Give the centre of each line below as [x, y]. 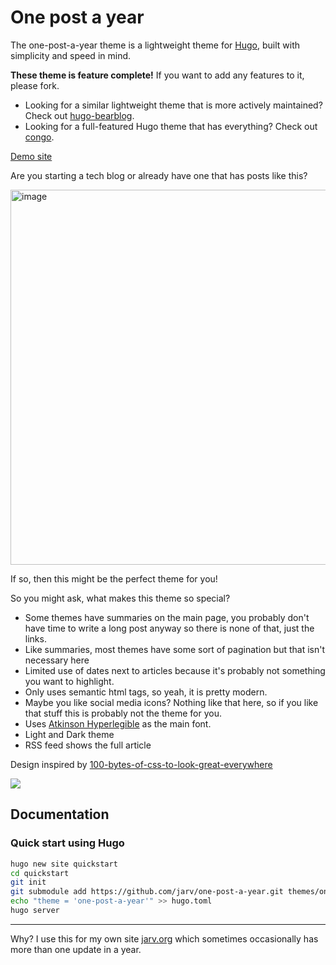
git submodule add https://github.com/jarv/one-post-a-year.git [147, 892]
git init [28, 882]
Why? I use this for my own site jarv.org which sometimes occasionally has [164, 938]
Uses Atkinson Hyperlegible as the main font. [118, 723]
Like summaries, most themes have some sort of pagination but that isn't [175, 649]
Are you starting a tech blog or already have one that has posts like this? [159, 175]
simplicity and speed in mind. [71, 55]
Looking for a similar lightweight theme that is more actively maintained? [173, 105]
